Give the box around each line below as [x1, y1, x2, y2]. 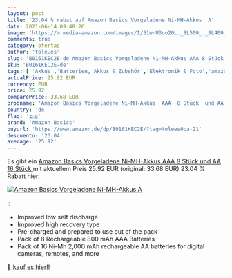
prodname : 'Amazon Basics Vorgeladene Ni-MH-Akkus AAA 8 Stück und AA [7, 100, 224, 107]
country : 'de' [7, 106, 48, 113]
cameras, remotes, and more [17, 250, 100, 258]
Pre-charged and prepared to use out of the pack [17, 228, 157, 236]
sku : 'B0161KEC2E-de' [7, 61, 70, 68]
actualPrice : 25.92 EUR [7, 74, 76, 81]
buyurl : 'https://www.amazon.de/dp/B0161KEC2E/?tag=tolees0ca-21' [7, 126, 202, 132]
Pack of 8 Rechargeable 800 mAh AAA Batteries [17, 235, 155, 244]
